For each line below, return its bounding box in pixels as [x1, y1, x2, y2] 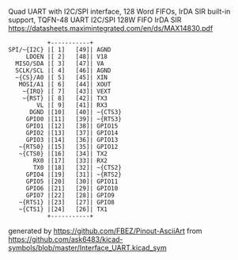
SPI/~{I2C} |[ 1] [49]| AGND [8, 46, 111, 54]
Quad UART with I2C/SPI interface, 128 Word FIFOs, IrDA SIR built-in [8, 7, 231, 16]
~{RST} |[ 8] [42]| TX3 [22, 94, 108, 102]
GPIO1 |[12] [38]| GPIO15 [25, 122, 119, 130]
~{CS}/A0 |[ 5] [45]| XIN [15, 74, 108, 82]
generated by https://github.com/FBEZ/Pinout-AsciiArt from [8, 226, 203, 235]
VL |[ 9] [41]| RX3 [36, 101, 108, 109]
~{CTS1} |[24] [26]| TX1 [18, 205, 108, 213]
